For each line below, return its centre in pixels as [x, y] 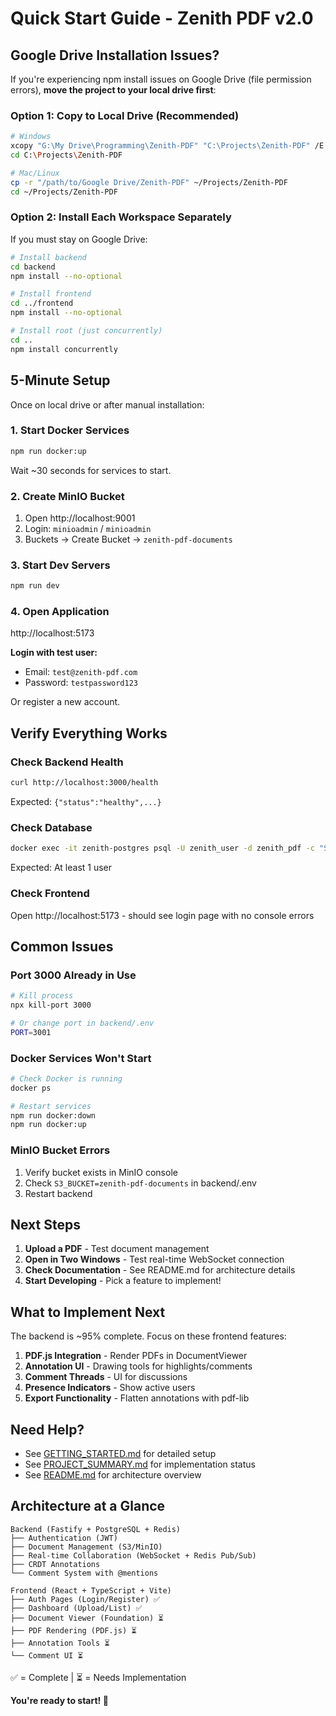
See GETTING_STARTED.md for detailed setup [120, 1454]
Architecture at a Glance [88, 1506]
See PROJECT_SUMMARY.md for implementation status [140, 1464]
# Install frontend [51, 294]
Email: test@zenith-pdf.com [81, 672]
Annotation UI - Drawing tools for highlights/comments [138, 1366]
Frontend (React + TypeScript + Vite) [91, 1590]
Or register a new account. [65, 702]
